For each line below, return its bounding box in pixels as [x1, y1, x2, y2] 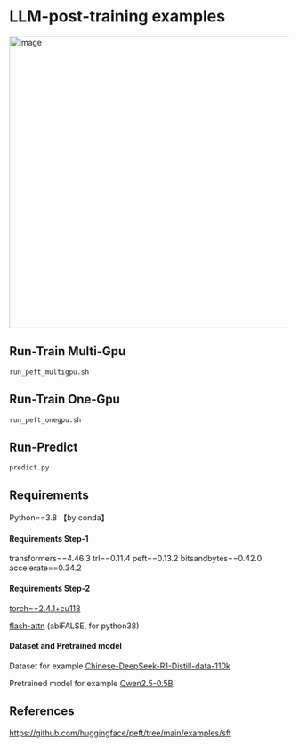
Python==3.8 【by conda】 [9, 512, 109, 523]
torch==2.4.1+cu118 [9, 602, 81, 613]
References [9, 703, 75, 719]
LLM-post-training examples [9, 6, 225, 27]
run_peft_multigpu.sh [9, 368, 90, 377]
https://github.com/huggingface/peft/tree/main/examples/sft [9, 727, 231, 738]
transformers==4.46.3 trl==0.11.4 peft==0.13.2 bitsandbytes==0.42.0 [9, 553, 263, 564]
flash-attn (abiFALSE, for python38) [9, 620, 140, 631]
